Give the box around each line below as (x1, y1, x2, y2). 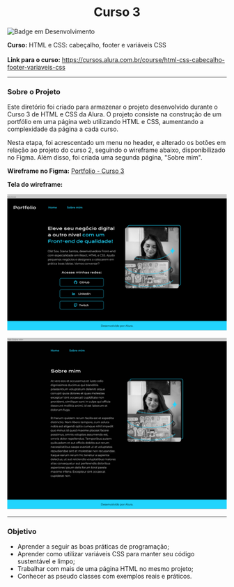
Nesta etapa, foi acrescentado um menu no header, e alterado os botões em (7, 139, 226, 147)
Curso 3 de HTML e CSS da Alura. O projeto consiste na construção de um (7, 110, 221, 119)
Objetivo (7, 526, 37, 536)
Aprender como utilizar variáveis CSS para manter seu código (17, 550, 195, 558)
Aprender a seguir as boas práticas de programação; (17, 542, 169, 551)
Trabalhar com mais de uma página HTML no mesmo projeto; (17, 565, 194, 573)
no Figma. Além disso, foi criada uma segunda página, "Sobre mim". (7, 153, 203, 162)
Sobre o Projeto (7, 86, 61, 96)
